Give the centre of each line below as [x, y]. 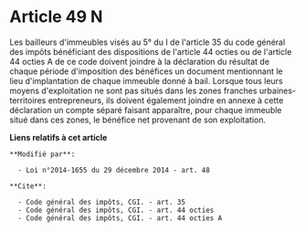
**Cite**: [28, 186]
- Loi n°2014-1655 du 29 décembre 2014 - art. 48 [114, 170]
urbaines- [278, 90]
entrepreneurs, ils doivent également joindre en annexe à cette [166, 100]
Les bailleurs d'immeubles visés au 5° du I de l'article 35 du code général [147, 42]
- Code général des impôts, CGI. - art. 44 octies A [120, 218]
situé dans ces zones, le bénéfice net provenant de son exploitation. [138, 120]
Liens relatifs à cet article [58, 137]
